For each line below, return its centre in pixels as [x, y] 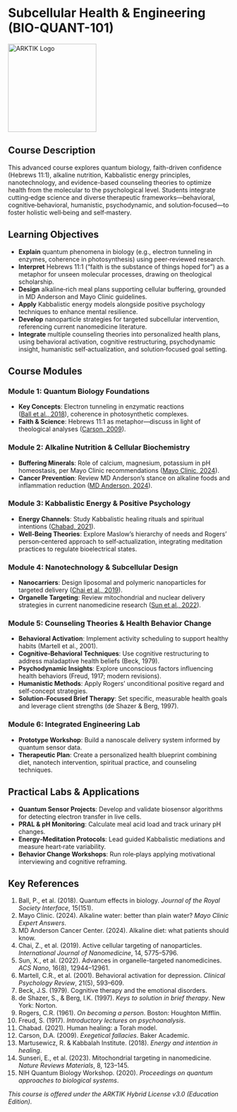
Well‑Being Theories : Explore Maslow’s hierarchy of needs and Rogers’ [123, 533]
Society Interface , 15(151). [56, 908]
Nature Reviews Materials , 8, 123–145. [74, 1065]
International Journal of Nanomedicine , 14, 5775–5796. [98, 953]
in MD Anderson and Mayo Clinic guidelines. [83, 296]
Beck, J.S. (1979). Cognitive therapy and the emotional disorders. [113, 991]
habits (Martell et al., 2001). [58, 646]
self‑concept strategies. [53, 691]
